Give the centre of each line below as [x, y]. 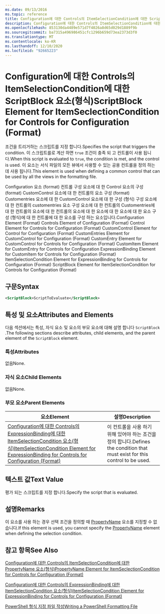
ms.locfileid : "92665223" [31, 51]
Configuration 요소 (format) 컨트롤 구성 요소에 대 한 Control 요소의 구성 [74, 187]
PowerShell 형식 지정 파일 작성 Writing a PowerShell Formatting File [71, 607]
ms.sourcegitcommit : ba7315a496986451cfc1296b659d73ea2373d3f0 [71, 32]
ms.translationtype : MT [29, 37]
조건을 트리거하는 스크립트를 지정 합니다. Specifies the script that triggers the [80, 147]
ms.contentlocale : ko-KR [30, 42]
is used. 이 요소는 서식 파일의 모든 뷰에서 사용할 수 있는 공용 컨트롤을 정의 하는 [80, 165]
